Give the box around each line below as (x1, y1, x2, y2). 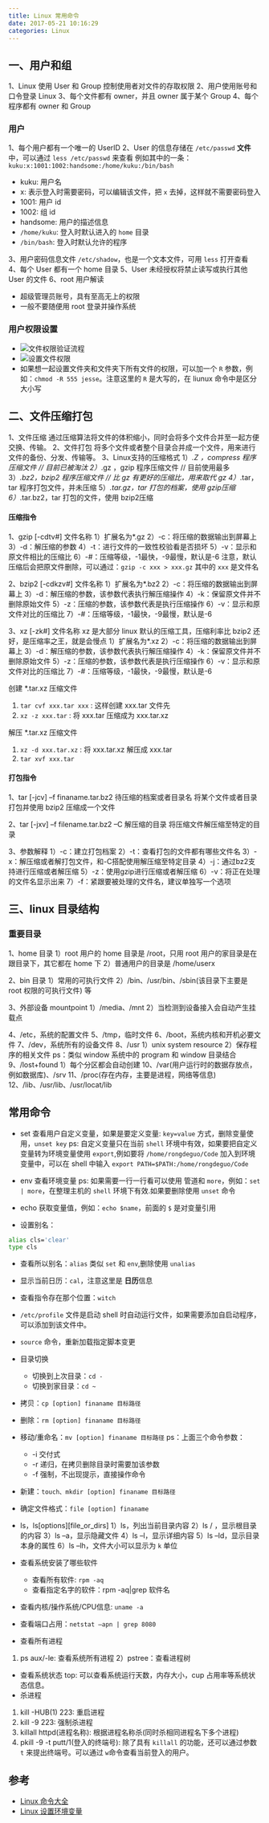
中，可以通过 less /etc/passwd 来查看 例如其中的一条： (8, 153, 192, 163)
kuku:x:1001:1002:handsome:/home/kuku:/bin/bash (8, 162, 174, 170)
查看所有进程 (19, 1636, 63, 1646)
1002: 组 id (19, 207, 56, 217)
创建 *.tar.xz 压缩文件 (8, 683, 78, 693)
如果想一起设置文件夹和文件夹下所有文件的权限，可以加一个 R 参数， (19, 363, 247, 373)
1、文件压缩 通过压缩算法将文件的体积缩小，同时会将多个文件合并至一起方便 (8, 432, 259, 442)
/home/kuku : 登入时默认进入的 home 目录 (19, 227, 149, 237)
